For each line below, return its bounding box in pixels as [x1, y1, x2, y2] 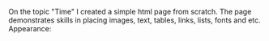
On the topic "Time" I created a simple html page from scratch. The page [8, 7, 252, 16]
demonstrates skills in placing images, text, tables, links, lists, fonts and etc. [8, 15, 261, 25]
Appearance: [8, 24, 52, 33]
